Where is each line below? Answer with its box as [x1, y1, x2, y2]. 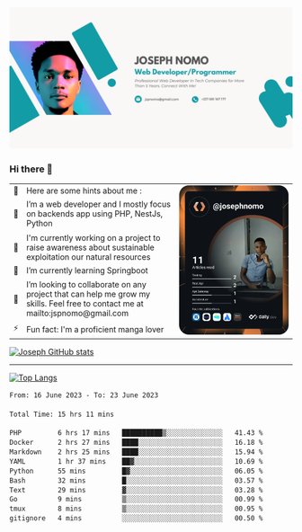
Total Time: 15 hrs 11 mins [9, 410, 115, 419]
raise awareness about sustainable [26, 242, 155, 253]
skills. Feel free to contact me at [26, 298, 144, 309]
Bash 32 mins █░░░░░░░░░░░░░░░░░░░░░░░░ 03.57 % [9, 475, 263, 485]
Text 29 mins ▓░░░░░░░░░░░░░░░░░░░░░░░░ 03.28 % [9, 485, 263, 494]
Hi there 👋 [9, 163, 54, 175]
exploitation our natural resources [26, 251, 151, 262]
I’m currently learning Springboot [26, 265, 148, 276]
